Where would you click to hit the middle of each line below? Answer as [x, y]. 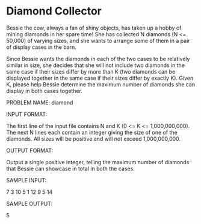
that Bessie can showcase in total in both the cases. [71, 168]
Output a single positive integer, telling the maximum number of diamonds [98, 162]
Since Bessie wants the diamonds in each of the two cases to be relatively [98, 59]
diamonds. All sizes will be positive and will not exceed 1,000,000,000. [94, 139]
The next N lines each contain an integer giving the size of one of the [92, 132]
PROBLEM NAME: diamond [40, 102]
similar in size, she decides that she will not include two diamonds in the [96, 65]
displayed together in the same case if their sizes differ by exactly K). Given [100, 78]
